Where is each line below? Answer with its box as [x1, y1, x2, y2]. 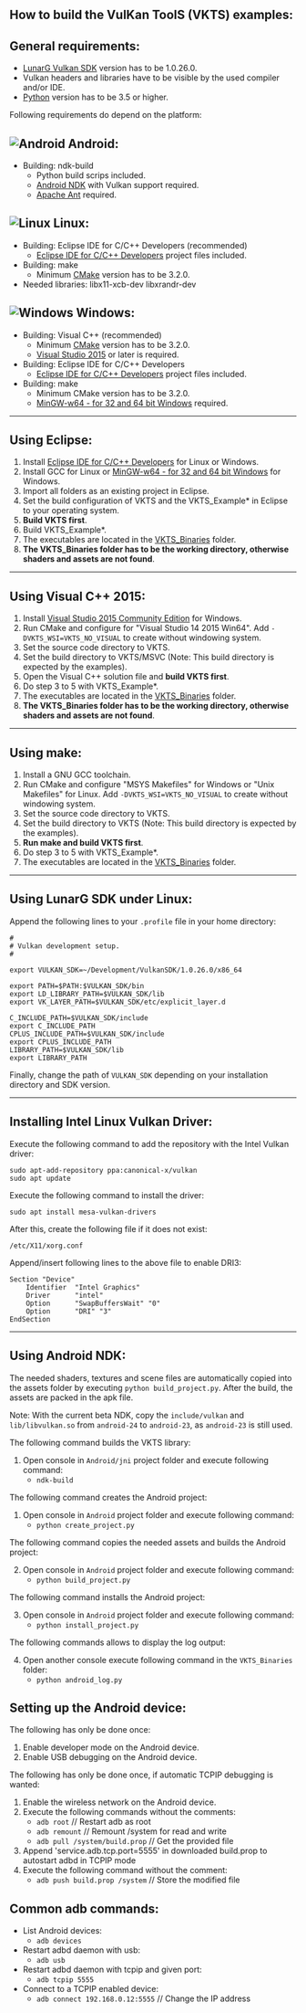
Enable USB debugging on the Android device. [22, 1752, 198, 1763]
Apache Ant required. [36, 189, 117, 200]
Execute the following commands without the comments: [22, 1807, 237, 1818]
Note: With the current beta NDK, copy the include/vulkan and [9, 1409, 244, 1420]
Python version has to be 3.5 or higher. [22, 91, 168, 103]
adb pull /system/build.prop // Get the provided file [36, 1836, 234, 1847]
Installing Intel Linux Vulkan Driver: [9, 1114, 213, 1130]
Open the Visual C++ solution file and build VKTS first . [22, 671, 229, 682]
